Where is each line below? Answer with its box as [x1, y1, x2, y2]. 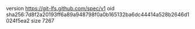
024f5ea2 [6, 17, 30, 24]
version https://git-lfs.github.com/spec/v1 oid [6, 5, 115, 12]
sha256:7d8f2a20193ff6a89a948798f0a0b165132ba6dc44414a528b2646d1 [6, 11, 190, 18]
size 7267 [31, 17, 54, 24]
